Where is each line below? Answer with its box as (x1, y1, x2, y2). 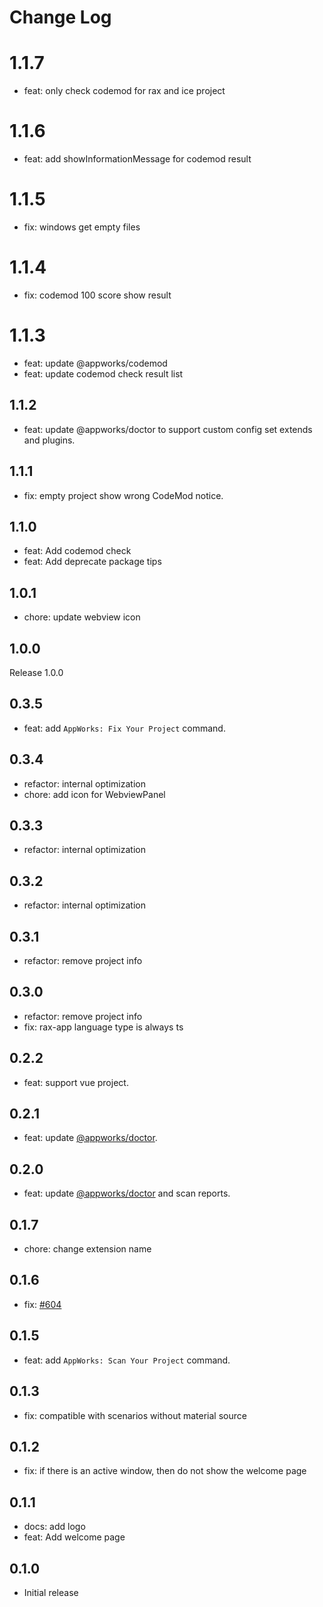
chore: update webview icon (23, 611, 141, 623)
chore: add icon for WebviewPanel (23, 788, 166, 800)
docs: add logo (23, 1521, 86, 1533)
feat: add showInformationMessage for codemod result (23, 153, 252, 165)
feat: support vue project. (23, 1076, 129, 1088)
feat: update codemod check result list (23, 367, 184, 380)
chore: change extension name (23, 1243, 152, 1255)
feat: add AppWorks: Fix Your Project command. (23, 722, 226, 734)
